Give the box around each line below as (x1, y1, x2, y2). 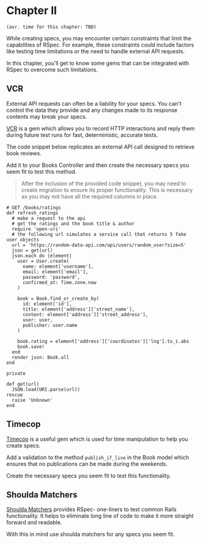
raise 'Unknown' (12, 397, 53, 403)
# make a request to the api (12, 215, 86, 221)
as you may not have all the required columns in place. (21, 193, 158, 200)
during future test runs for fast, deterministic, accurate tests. (6, 131, 158, 138)
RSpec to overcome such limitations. (6, 65, 98, 73)
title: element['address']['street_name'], (22, 306, 135, 312)
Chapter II (6, 4, 57, 18)
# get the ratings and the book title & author (12, 221, 135, 227)
